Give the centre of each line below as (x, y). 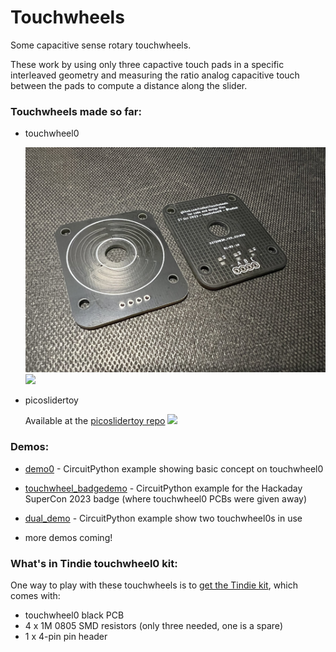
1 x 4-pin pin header (66, 636)
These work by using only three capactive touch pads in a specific (147, 64)
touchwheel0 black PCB (74, 615)
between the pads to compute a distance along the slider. (129, 85)
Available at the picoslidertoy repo (95, 421)
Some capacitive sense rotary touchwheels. (101, 45)
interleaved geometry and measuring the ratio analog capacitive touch (155, 75)
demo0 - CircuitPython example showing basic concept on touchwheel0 (174, 468)
